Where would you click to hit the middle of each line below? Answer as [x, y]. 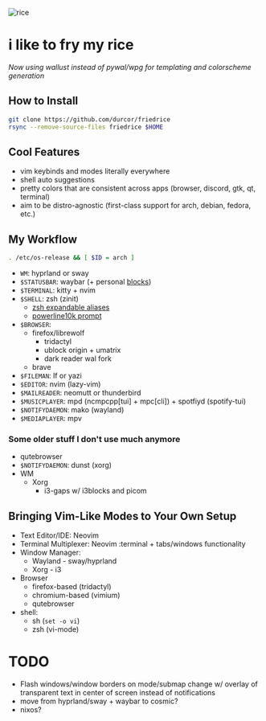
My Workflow [43, 239]
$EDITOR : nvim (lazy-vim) [60, 384]
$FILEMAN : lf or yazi [51, 375]
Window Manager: [51, 553]
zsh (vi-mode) [55, 629]
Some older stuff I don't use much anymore [94, 439]
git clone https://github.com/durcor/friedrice [90, 119]
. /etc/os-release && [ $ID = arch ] [72, 258]
